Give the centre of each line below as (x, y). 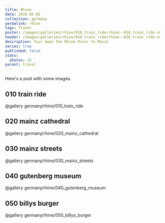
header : (13, 37)
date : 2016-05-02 (23, 14)
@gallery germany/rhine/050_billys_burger (48, 215)
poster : (13, 32)
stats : (12, 55)
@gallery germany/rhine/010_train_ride (44, 106)
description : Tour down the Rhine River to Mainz (57, 42)
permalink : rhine (23, 23)
